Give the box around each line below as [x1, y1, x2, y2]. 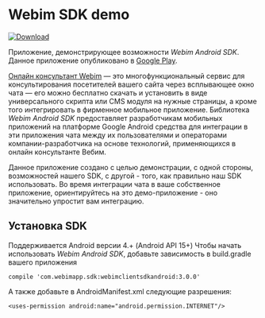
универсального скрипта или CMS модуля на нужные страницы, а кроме [8, 96, 258, 106]
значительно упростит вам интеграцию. [8, 196, 144, 206]
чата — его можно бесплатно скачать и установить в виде [8, 87, 208, 97]
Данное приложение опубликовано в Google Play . [8, 56, 178, 65]
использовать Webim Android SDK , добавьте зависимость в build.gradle [8, 249, 252, 258]
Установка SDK [8, 219, 87, 233]
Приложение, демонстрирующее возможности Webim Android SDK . [8, 47, 240, 56]
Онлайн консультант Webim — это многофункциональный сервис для [8, 71, 245, 80]
